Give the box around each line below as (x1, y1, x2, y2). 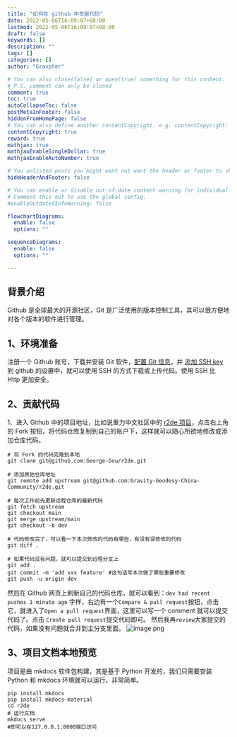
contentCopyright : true (7, 128, 78, 135)
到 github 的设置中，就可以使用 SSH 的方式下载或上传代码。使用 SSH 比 (7, 366, 217, 375)
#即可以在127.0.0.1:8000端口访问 (7, 723, 97, 731)
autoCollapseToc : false (7, 102, 78, 110)
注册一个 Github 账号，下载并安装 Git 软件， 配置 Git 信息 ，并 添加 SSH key (7, 358, 224, 366)
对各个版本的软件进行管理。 (7, 315, 88, 323)
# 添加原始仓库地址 (7, 471, 56, 478)
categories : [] (7, 57, 52, 64)
